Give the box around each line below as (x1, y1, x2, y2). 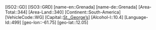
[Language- (124, 15, 149, 20)
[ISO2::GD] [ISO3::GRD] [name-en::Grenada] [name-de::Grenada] (5, 4, 137, 10)
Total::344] (5, 9, 28, 15)
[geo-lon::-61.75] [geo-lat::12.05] (22, 19, 88, 25)
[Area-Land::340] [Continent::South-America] (28, 9, 121, 15)
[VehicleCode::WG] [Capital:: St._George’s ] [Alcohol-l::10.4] (5, 15, 124, 20)
